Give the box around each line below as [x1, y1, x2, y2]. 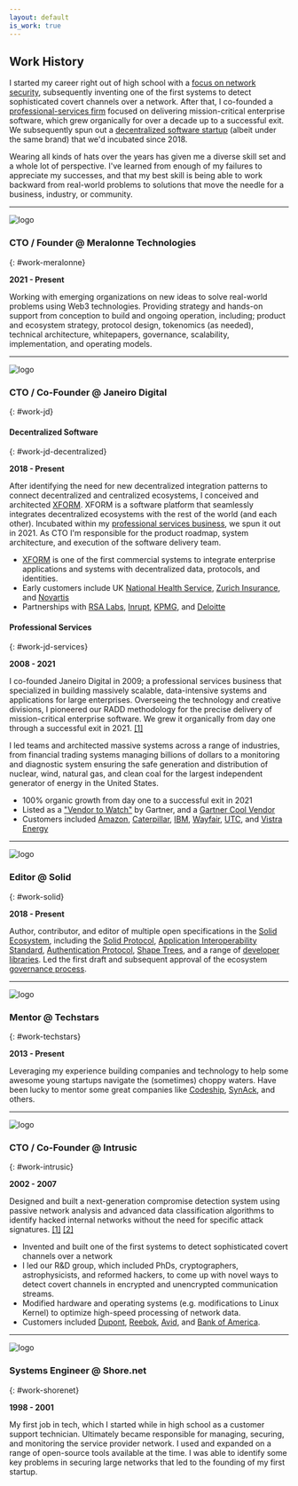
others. [9, 1093, 35, 1105]
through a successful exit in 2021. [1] [9, 723, 144, 734]
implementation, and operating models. [9, 338, 153, 349]
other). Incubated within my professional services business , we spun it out [9, 518, 281, 529]
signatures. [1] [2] [9, 1224, 74, 1235]
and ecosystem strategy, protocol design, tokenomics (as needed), [9, 319, 255, 330]
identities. [21, 573, 59, 584]
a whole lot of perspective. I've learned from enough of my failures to [9, 161, 263, 171]
